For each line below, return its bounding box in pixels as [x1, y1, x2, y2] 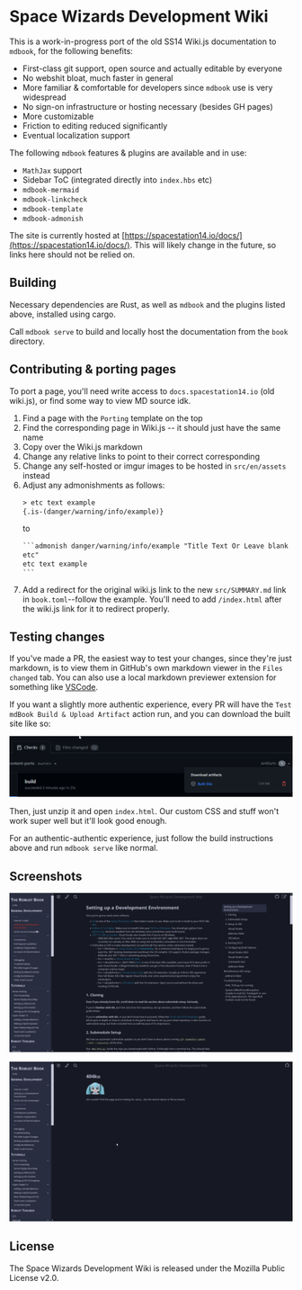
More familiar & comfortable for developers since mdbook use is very [22, 82, 273, 93]
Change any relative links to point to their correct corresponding [22, 451, 261, 461]
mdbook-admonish [22, 214, 84, 223]
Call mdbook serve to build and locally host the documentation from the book [9, 326, 289, 336]
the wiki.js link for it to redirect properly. [22, 603, 171, 614]
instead [22, 470, 51, 480]
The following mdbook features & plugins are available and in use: [9, 147, 247, 158]
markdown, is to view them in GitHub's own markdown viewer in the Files [9, 663, 283, 674]
